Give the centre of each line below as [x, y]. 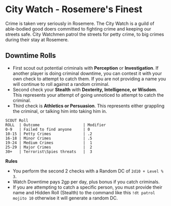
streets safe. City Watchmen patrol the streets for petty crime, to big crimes [85, 34]
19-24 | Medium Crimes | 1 [49, 143]
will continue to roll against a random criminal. [61, 84]
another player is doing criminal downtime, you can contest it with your [87, 73]
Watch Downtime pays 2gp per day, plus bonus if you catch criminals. [86, 182]
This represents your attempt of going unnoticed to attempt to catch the [88, 95]
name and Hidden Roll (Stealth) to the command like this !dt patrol [84, 192]
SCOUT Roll [17, 121]
